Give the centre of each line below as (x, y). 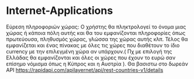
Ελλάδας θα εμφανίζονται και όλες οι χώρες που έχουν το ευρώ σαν (91, 58)
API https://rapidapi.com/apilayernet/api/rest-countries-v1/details (85, 70)
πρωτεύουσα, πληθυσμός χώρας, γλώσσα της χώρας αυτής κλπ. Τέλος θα (97, 39)
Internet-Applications (60, 11)
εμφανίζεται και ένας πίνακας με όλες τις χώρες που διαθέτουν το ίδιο (93, 45)
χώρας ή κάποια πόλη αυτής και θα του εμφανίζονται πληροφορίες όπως (96, 33)
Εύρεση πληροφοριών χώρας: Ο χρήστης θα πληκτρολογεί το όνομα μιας (96, 27)
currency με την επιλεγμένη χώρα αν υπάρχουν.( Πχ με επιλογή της (89, 51)
